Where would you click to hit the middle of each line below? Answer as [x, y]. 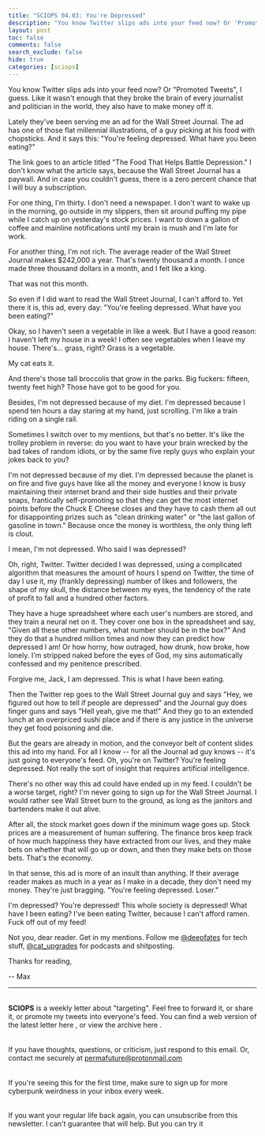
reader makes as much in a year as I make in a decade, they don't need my [130, 881]
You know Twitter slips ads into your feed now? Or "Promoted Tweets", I [125, 89]
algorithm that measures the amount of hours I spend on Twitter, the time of [131, 572]
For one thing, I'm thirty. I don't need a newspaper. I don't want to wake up [129, 202]
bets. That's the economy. [50, 858]
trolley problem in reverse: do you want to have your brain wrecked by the [128, 443]
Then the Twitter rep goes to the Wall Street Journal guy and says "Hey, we [131, 694]
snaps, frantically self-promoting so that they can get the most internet [123, 500]
